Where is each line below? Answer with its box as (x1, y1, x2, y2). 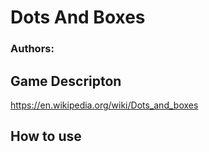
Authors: (10, 42, 55, 56)
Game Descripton (10, 72, 122, 90)
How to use (10, 128, 82, 145)
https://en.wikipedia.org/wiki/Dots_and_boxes (10, 99, 199, 111)
